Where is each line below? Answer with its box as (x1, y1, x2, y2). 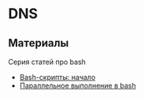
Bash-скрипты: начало (19, 73, 96, 81)
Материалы (8, 36, 69, 50)
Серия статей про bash (8, 57, 87, 66)
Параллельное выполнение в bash (19, 81, 136, 90)
